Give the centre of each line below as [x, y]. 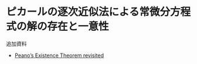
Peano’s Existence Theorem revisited [59, 55]
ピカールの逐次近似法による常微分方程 [98, 12]
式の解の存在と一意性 [58, 26]
